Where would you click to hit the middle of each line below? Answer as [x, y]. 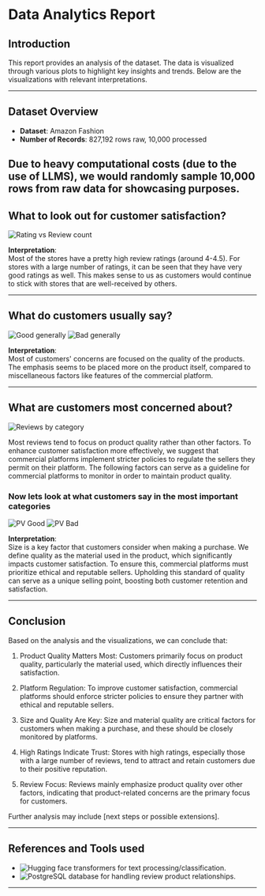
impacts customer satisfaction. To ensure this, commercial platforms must [128, 564]
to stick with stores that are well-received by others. [93, 284]
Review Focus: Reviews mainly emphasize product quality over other [131, 784]
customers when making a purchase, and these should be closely [126, 728]
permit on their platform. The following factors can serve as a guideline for [129, 467]
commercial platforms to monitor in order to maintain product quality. [120, 475]
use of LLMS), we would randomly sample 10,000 [132, 177]
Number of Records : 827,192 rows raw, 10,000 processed [113, 139]
